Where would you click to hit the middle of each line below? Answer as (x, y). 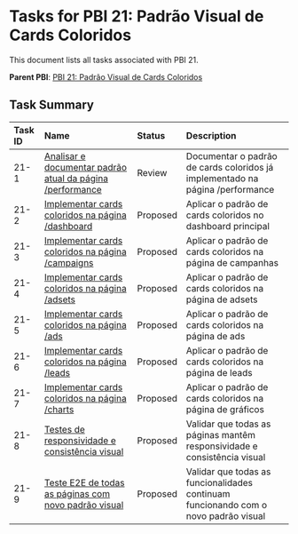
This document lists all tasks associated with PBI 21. (104, 60)
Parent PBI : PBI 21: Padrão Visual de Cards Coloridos (106, 76)
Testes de (65, 429)
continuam (208, 493)
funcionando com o (227, 505)
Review (152, 172)
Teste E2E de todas (84, 482)
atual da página (76, 178)
